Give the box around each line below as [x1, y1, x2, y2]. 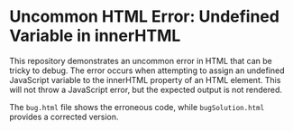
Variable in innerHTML [9, 25, 181, 46]
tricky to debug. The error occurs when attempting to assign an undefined [9, 65, 286, 76]
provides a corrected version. [9, 111, 119, 122]
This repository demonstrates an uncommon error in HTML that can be [9, 55, 272, 66]
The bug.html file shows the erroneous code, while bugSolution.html [9, 101, 265, 112]
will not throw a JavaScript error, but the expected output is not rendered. [9, 84, 282, 95]
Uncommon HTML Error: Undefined [9, 6, 279, 27]
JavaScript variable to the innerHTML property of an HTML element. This [9, 74, 281, 85]
